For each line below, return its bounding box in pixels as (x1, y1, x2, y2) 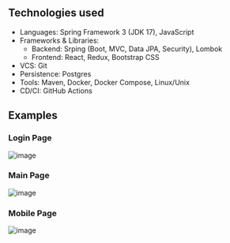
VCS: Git (19, 61, 47, 70)
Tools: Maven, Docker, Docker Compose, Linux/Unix (19, 77, 190, 87)
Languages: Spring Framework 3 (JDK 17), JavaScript (19, 27, 194, 36)
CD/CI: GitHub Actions (19, 86, 92, 95)
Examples (8, 109, 58, 122)
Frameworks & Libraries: (19, 36, 100, 45)
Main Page (8, 170, 50, 181)
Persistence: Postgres (19, 69, 92, 78)
